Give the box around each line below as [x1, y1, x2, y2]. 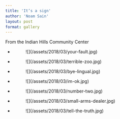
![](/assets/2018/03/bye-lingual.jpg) [25, 69, 101, 75]
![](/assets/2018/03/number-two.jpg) [25, 88, 103, 94]
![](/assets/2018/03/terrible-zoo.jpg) [25, 58, 102, 65]
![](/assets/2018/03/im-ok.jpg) [25, 78, 89, 84]
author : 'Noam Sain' [5, 13, 49, 19]
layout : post [5, 19, 33, 24]
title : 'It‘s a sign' [5, 8, 51, 13]
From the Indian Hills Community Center [5, 39, 89, 45]
